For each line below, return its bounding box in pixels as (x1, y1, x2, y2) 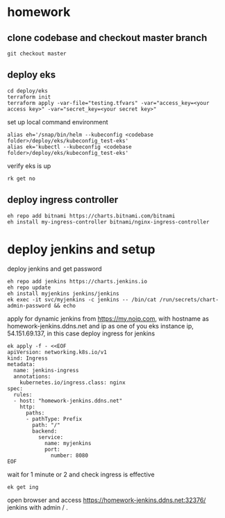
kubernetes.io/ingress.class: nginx (19, 379, 126, 386)
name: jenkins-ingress (13, 367, 79, 374)
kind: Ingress (7, 355, 49, 362)
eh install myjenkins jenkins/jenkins (7, 290, 119, 297)
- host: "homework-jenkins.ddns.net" (13, 397, 123, 404)
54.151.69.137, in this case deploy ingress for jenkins (7, 329, 155, 337)
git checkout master (7, 50, 67, 57)
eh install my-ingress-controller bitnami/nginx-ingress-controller (7, 218, 210, 226)
